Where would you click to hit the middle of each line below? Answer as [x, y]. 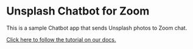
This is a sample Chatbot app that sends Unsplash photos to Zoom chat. [97, 28]
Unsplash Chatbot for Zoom [78, 11]
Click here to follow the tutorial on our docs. [61, 39]
